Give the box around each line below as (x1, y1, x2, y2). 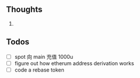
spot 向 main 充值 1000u (14, 53, 73, 60)
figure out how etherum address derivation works (14, 59, 135, 66)
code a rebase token (14, 66, 64, 73)
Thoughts (6, 5, 43, 15)
